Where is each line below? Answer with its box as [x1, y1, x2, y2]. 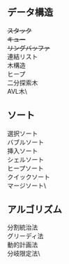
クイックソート [7, 172, 50, 181]
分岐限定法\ [7, 249, 40, 258]
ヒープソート [7, 164, 44, 172]
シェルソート [7, 155, 44, 163]
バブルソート [7, 138, 44, 146]
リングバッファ [7, 44, 50, 52]
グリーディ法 [7, 232, 44, 240]
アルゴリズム [7, 204, 63, 215]
